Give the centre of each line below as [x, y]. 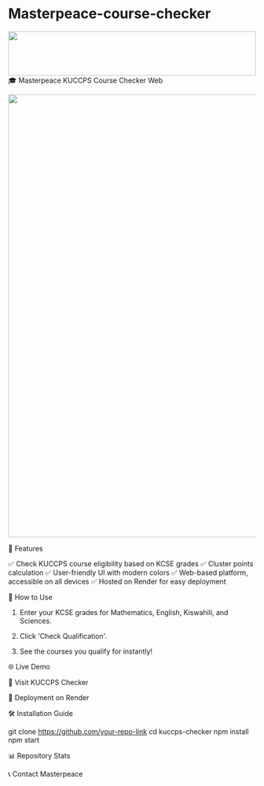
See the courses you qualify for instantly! [86, 651]
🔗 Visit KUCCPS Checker [48, 682]
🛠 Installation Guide [40, 713]
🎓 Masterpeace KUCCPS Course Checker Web [86, 80]
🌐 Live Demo [29, 666]
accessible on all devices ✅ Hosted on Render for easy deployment [117, 581]
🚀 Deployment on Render [49, 697]
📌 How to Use [30, 597]
